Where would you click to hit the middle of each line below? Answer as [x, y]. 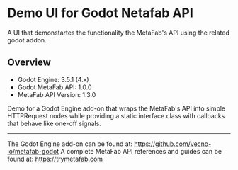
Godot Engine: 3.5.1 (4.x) [53, 79]
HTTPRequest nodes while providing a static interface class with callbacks [116, 115]
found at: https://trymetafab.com [55, 159]
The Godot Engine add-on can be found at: [70, 144]
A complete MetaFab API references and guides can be [141, 151]
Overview [29, 63]
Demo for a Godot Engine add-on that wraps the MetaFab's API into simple [117, 108]
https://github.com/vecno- [173, 144]
